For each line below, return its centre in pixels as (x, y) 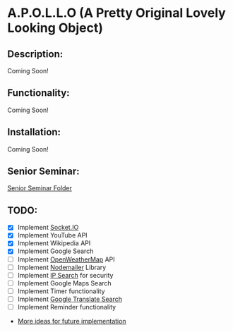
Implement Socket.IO (48, 228)
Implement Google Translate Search (70, 299)
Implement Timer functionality (61, 291)
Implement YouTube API (52, 235)
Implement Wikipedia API (54, 243)
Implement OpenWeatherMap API (66, 259)
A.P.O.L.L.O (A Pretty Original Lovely (116, 13)
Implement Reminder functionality (67, 307)
